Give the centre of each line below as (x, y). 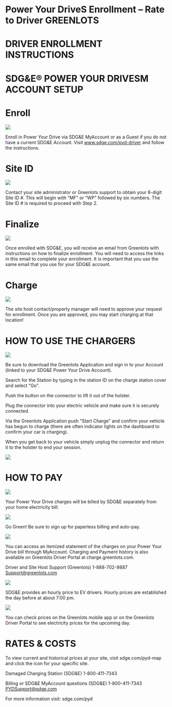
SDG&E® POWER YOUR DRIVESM (77, 78)
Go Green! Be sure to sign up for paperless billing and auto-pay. (73, 527)
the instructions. (23, 148)
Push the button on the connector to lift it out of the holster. (68, 396)
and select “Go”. (22, 386)
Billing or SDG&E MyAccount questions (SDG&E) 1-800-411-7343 (74, 683)
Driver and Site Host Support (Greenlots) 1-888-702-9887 (66, 568)
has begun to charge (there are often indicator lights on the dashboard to (83, 427)
